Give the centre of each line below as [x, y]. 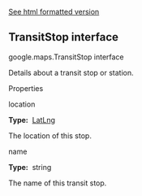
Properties [26, 88]
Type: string [30, 167]
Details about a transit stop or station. [71, 72]
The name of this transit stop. [58, 183]
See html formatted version [54, 12]
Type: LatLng [32, 120]
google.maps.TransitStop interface [66, 57]
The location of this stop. [50, 135]
